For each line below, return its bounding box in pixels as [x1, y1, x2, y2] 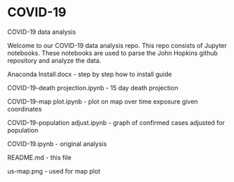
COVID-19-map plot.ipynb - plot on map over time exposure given [7, 97, 199, 106]
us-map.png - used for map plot [7, 166, 101, 175]
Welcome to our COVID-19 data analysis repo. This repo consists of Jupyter [7, 41, 228, 49]
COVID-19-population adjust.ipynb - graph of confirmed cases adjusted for [7, 118, 226, 127]
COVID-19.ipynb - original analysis [7, 139, 107, 148]
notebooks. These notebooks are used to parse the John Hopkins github [7, 49, 218, 57]
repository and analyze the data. [7, 56, 101, 64]
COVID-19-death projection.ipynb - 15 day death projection [7, 83, 178, 92]
